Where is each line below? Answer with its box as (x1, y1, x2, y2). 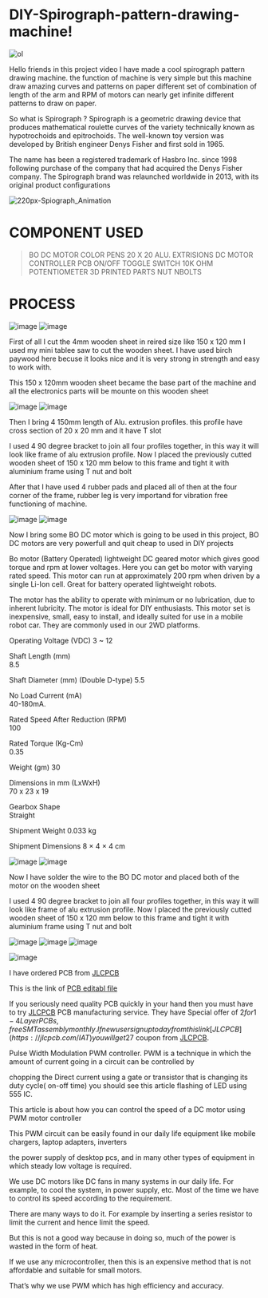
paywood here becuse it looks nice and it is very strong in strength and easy (9, 354, 260, 363)
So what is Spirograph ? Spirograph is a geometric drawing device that (9, 113, 242, 123)
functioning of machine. (9, 499, 88, 509)
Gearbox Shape (9, 801, 61, 811)
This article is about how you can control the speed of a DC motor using (9, 1104, 246, 1114)
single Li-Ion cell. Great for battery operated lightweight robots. (9, 579, 217, 588)
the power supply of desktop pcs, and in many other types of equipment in (9, 1152, 254, 1162)
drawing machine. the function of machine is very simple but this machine (9, 73, 252, 82)
